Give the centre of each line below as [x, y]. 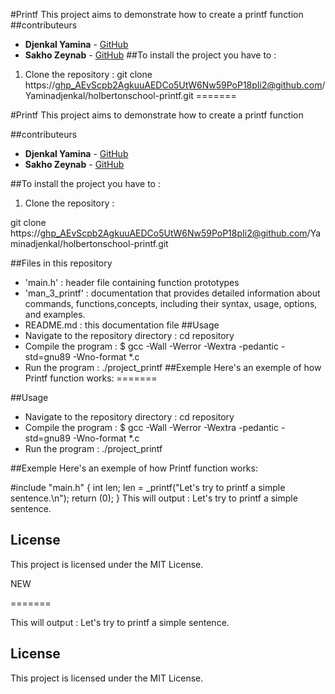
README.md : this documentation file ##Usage [122, 325]
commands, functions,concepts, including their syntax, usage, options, [171, 303]
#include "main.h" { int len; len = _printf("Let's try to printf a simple [148, 487]
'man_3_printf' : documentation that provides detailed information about [172, 293]
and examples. [55, 314]
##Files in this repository [61, 263]
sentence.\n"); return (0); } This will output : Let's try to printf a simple [154, 498]
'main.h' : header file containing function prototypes [132, 282]
